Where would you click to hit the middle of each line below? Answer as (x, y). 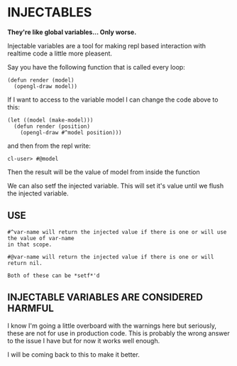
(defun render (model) (41, 80)
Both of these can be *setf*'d (54, 275)
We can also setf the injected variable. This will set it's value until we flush (116, 185)
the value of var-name (41, 238)
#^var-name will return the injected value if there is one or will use (117, 232)
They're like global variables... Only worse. (72, 32)
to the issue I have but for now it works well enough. (84, 340)
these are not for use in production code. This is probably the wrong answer (118, 333)
